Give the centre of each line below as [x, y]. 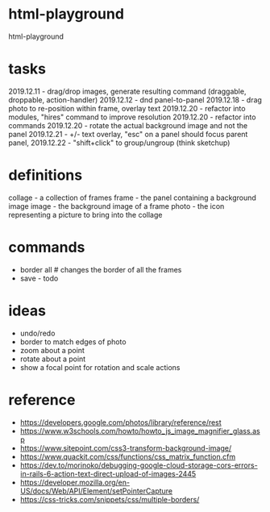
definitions [46, 175]
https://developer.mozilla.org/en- [75, 482]
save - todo [39, 278]
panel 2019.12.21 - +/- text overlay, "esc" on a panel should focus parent [128, 134]
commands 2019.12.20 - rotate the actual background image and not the [128, 125]
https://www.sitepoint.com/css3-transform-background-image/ [126, 447]
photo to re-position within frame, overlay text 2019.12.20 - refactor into [127, 108]
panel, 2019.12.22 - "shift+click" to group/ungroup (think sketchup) [119, 143]
